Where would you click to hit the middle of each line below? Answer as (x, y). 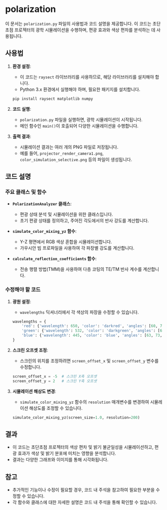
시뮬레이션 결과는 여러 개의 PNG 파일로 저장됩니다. (69, 147)
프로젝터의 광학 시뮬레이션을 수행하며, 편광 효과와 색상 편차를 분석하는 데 (85, 30)
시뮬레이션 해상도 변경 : (34, 391)
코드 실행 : (22, 109)
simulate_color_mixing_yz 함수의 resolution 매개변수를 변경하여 (84, 402)
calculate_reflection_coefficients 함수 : (55, 259)
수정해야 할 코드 (23, 290)
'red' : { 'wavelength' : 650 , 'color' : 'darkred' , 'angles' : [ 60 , (90, 326)
